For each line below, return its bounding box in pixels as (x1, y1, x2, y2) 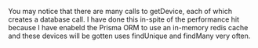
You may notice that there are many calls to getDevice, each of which (8, 7, 233, 15)
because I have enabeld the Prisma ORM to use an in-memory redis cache (8, 23, 249, 32)
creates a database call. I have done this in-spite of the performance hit (8, 15, 240, 24)
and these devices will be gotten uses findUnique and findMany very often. (8, 31, 251, 40)
